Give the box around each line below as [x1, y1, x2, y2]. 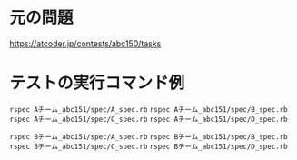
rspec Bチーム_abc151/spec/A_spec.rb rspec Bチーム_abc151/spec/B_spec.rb [9, 132, 288, 141]
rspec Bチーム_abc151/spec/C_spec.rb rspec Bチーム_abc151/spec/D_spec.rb [9, 142, 288, 151]
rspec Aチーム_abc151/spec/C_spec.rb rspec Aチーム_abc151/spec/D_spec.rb [9, 115, 288, 124]
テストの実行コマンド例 [9, 73, 185, 94]
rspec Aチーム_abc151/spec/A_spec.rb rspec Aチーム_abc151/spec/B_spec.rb [9, 105, 288, 114]
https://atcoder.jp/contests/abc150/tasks [9, 37, 162, 49]
